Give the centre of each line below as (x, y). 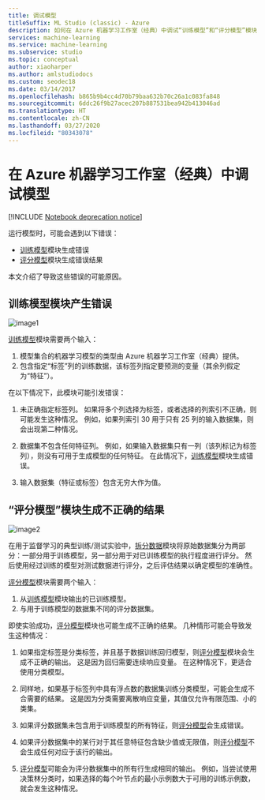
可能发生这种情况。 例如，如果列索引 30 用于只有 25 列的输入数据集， (133, 419)
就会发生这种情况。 (51, 789)
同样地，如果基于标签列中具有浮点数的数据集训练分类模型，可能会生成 (134, 689)
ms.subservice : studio (45, 52)
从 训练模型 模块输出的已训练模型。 (75, 599)
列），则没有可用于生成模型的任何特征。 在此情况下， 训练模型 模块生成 (133, 456)
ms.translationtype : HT (47, 111)
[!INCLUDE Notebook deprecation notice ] (75, 216)
